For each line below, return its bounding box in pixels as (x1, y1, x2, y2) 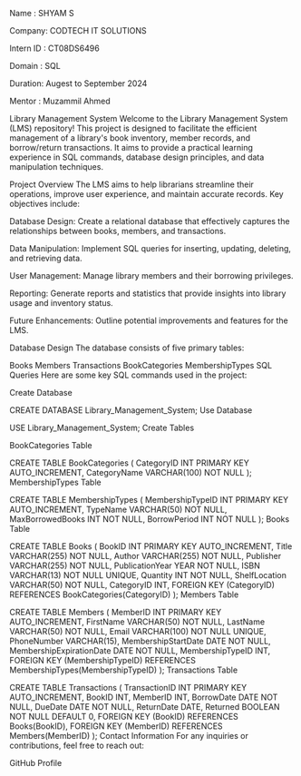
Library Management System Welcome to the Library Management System (9, 113, 288, 123)
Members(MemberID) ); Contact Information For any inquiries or (9, 731, 249, 741)
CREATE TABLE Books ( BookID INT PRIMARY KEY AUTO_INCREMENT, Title (9, 541, 293, 552)
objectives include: (9, 199, 80, 209)
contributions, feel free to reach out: (9, 740, 145, 751)
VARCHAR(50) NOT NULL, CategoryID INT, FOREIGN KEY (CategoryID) (9, 580, 275, 590)
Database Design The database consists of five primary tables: (9, 342, 245, 353)
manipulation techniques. (9, 162, 104, 172)
